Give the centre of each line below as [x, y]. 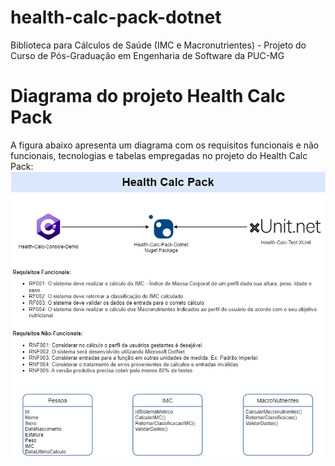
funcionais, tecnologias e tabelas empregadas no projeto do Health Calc [159, 155]
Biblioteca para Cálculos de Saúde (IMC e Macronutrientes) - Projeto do [158, 45]
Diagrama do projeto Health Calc [148, 96]
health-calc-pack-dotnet [116, 17]
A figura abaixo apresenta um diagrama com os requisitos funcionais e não [165, 145]
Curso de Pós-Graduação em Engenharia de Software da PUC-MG [147, 55]
